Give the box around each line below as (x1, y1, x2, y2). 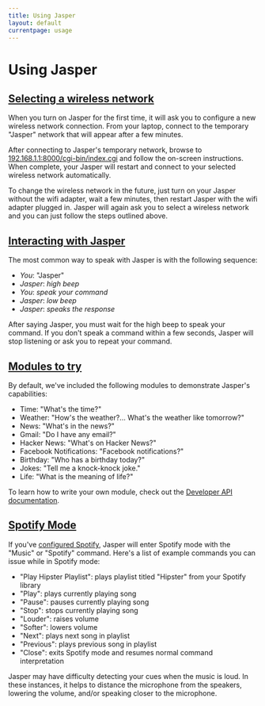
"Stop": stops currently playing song (19, 605, 138, 615)
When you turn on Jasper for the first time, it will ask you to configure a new (8, 113, 256, 123)
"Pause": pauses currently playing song (19, 597, 150, 607)
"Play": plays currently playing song (19, 589, 137, 598)
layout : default (8, 19, 62, 27)
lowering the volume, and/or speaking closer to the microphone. (8, 688, 218, 698)
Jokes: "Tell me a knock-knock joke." (19, 463, 141, 473)
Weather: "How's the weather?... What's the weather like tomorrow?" (19, 413, 245, 422)
